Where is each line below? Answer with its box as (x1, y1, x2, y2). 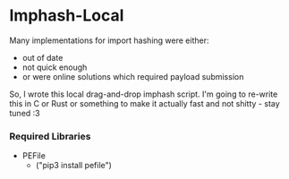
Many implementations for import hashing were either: (9, 35, 209, 46)
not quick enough (21, 62, 88, 72)
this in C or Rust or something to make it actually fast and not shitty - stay (9, 98, 280, 108)
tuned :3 (9, 107, 40, 118)
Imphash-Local (9, 5, 124, 26)
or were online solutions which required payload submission (21, 71, 244, 81)
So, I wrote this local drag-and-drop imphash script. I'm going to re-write (9, 89, 278, 99)
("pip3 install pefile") (35, 160, 112, 171)
